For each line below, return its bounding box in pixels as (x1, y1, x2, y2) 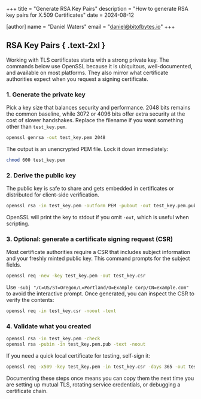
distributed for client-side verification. (6, 191, 100, 198)
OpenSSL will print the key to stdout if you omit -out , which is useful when (6, 214, 190, 221)
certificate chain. (6, 388, 48, 394)
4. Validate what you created (6, 322, 92, 330)
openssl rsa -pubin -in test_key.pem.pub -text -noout (6, 341, 146, 347)
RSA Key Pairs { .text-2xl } (6, 40, 106, 50)
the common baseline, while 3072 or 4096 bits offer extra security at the (6, 110, 185, 117)
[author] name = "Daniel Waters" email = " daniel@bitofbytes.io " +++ (6, 23, 175, 30)
